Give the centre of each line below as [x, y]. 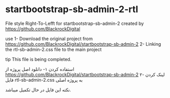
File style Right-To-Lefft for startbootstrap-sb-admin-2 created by [75, 23]
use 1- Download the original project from [49, 39]
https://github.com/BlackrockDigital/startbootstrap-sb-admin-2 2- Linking [83, 44]
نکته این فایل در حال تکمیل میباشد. [38, 89]
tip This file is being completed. [38, 59]
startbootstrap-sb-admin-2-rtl [72, 9]
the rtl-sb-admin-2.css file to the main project [54, 49]
